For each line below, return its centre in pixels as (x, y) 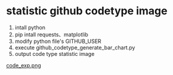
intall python (30, 27)
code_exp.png (24, 65)
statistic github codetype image (87, 11)
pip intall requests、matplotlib (51, 35)
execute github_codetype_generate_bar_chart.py (75, 47)
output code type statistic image (55, 54)
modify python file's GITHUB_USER (58, 41)
